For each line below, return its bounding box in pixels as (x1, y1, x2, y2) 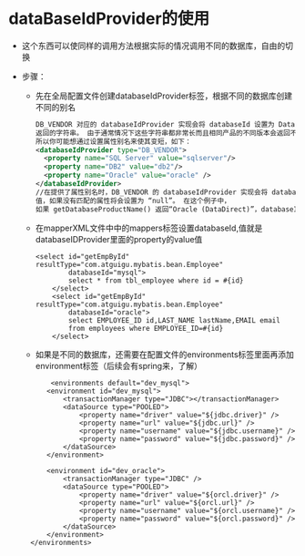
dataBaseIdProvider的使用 (8, 8, 210, 29)
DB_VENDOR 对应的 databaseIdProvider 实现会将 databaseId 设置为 (35, 119, 275, 129)
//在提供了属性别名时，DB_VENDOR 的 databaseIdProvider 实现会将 (35, 188, 269, 197)
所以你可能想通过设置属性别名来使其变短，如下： (35, 137, 192, 146)
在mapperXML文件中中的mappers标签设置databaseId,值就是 (35, 222, 263, 233)
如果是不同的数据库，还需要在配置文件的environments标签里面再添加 (35, 348, 295, 360)
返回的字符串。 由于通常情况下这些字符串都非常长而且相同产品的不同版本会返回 (35, 129, 290, 138)
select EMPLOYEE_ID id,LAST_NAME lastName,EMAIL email (67, 315, 281, 324)
